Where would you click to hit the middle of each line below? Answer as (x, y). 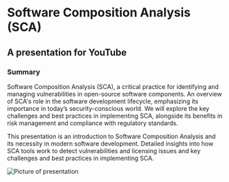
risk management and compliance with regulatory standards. (93, 123)
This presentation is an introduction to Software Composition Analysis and (111, 136)
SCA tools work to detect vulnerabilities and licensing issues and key (104, 151)
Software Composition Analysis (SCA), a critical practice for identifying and (113, 86)
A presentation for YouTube (67, 52)
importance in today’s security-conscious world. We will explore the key (108, 108)
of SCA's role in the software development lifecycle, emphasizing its (103, 101)
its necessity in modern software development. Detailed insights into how (110, 143)
